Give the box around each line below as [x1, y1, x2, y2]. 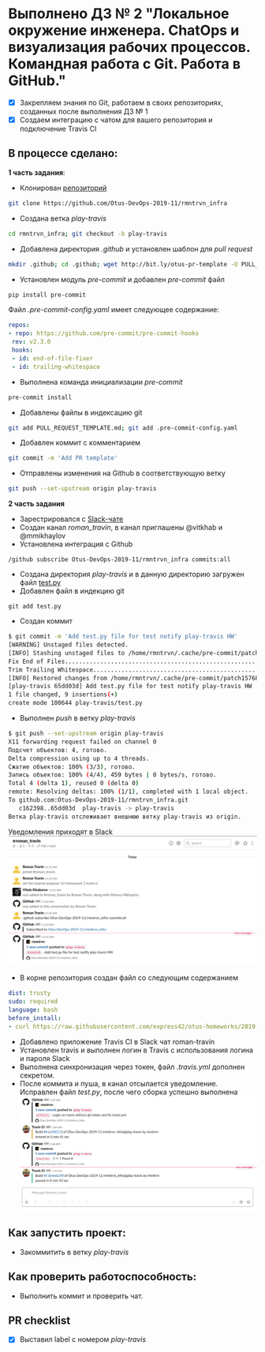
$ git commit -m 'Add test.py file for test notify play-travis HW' [8, 632, 238, 641]
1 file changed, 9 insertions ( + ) [8, 691, 118, 698]
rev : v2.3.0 [11, 338, 51, 346]
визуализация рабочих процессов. [8, 39, 251, 56]
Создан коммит [19, 616, 73, 626]
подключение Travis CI [19, 124, 97, 134]
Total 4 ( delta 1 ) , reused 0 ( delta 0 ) [8, 780, 140, 788]
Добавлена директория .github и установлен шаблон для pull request [19, 244, 253, 253]
